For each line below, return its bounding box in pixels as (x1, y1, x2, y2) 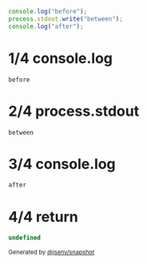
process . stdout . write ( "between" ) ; (8, 14, 124, 23)
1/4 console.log (8, 49, 113, 67)
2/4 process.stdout (8, 102, 140, 120)
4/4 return (8, 207, 78, 226)
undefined (8, 234, 42, 242)
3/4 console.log (8, 155, 116, 173)
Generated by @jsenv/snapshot (8, 248, 95, 257)
